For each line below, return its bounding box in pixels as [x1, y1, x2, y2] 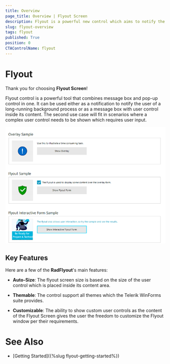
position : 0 [5, 41, 31, 46]
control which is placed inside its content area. [12, 283, 110, 289]
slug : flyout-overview [5, 24, 53, 30]
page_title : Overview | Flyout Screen [5, 13, 88, 19]
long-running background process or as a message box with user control [5, 106, 159, 112]
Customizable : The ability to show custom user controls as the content [12, 307, 162, 314]
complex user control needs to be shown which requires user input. [5, 117, 147, 123]
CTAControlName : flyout [5, 46, 56, 51]
